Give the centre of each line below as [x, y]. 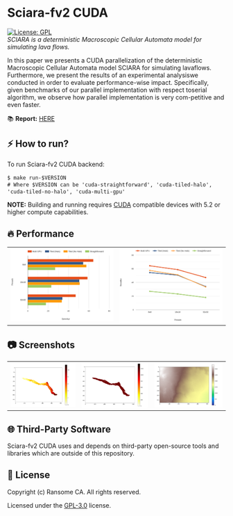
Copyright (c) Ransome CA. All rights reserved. [74, 492]
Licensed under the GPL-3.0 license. [59, 505]
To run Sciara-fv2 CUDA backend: [56, 164]
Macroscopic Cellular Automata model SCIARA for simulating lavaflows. [109, 67]
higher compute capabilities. [48, 212]
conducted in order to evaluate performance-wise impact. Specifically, [108, 82]
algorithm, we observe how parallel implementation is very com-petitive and [116, 97]
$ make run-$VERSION [37, 178]
